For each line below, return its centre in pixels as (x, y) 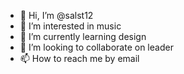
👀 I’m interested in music (70, 26)
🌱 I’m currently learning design (83, 36)
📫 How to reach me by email (79, 58)
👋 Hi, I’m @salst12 (56, 15)
